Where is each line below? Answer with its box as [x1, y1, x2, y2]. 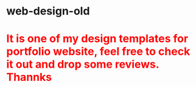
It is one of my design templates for [6, 32, 189, 46]
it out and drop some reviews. [6, 57, 159, 71]
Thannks [6, 71, 52, 84]
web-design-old [6, 4, 90, 18]
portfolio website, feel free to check [6, 45, 191, 59]
